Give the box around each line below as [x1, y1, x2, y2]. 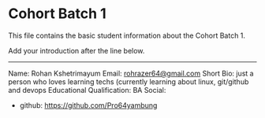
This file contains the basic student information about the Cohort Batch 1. [8, 31, 246, 40]
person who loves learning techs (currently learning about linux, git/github [8, 76, 249, 87]
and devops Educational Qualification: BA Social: [8, 85, 166, 94]
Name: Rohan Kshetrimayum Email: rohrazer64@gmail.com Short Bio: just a [8, 68, 254, 78]
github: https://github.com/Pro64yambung [19, 100, 158, 110]
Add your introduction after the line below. [8, 46, 145, 55]
